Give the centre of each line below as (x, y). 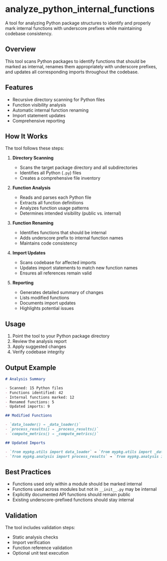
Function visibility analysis (39, 105)
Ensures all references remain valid (56, 273)
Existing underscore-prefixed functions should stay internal (73, 500)
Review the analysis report (40, 341)
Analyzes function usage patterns (54, 208)
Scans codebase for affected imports (58, 263)
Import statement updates (39, 115)
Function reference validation (42, 548)
